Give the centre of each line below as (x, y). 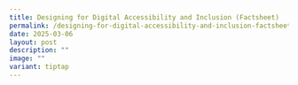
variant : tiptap (39, 67)
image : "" (27, 58)
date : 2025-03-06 (41, 34)
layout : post (33, 42)
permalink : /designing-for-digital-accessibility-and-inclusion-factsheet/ (152, 26)
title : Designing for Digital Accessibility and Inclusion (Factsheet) (144, 17)
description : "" (39, 50)
